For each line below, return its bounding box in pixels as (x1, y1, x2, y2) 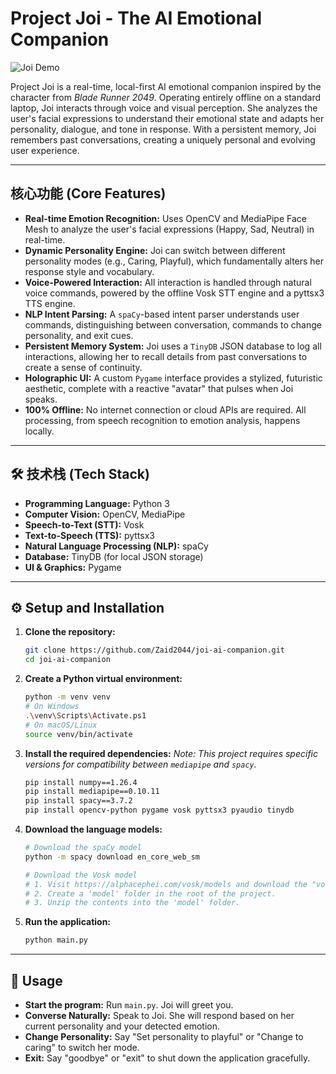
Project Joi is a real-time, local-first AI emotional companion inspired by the (10, 80, 322, 92)
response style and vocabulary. (24, 265, 155, 277)
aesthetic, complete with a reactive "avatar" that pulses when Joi (24, 382, 294, 394)
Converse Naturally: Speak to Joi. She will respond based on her (24, 1009, 295, 1021)
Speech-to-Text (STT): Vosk (24, 518, 145, 531)
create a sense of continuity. (24, 361, 143, 373)
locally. (24, 425, 55, 437)
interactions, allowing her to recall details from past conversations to (24, 350, 308, 362)
